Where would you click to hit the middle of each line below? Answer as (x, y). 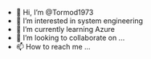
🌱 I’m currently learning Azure (65, 29)
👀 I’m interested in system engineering (79, 21)
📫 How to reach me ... (53, 47)
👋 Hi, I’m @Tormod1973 (55, 12)
